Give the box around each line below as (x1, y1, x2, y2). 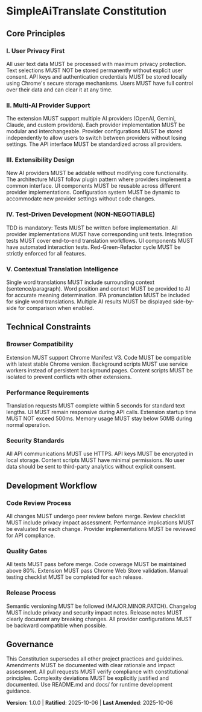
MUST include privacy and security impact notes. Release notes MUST (6, 608, 183, 616)
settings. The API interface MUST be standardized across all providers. (6, 140, 183, 148)
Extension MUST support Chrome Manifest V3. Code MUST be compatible (6, 354, 192, 361)
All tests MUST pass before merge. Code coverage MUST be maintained (6, 561, 186, 568)
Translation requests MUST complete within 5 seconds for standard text (6, 402, 185, 409)
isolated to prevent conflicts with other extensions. (6, 373, 132, 380)
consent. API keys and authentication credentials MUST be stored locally (6, 73, 188, 80)
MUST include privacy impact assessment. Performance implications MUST (6, 519, 195, 526)
